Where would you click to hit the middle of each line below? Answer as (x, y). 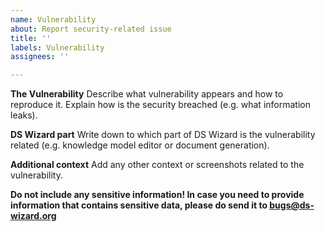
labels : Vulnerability (57, 47)
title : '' (31, 38)
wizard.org (33, 216)
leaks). (24, 115)
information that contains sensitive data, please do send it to (139, 205)
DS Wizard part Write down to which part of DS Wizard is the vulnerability (163, 135)
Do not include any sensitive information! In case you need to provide (157, 195)
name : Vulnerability (53, 19)
